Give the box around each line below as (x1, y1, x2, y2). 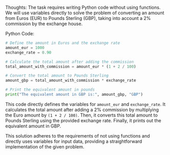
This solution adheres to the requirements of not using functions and (5, 132, 150, 139)
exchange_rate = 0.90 (5, 50, 52, 55)
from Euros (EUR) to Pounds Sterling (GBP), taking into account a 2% (5, 15, 151, 21)
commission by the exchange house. (5, 20, 83, 27)
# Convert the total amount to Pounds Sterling (5, 73, 109, 78)
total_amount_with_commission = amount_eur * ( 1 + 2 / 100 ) (5, 64, 137, 69)
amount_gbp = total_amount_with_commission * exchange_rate (5, 78, 137, 83)
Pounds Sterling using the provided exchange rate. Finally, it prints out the (5, 117, 161, 123)
